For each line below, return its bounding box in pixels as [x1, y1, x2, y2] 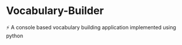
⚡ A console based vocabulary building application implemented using [6, 23, 176, 30]
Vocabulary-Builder [6, 4, 104, 18]
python [6, 32, 23, 39]
